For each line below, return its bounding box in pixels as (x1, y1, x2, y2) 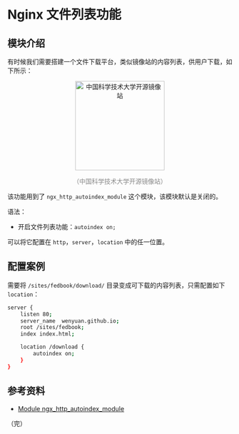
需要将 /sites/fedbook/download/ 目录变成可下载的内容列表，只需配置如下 (7, 281, 225, 289)
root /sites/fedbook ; (20, 324, 84, 331)
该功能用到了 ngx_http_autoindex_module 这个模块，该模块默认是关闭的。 (7, 192, 223, 201)
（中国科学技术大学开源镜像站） (73, 177, 167, 186)
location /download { (20, 343, 84, 350)
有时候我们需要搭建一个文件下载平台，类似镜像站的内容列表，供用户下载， (7, 58, 226, 66)
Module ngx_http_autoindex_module (17, 404, 125, 413)
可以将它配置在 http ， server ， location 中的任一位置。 (7, 238, 169, 246)
